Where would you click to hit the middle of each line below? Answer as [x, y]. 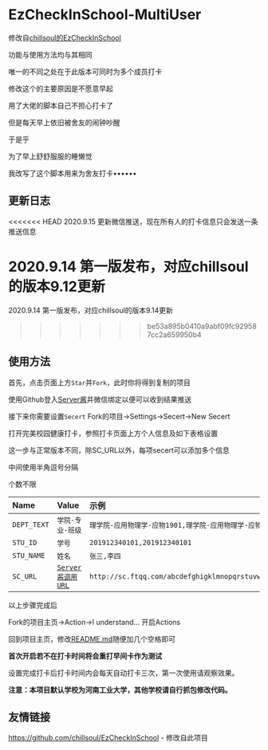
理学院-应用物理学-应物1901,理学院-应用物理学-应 [172, 525]
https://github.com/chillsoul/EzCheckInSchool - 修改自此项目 [108, 738]
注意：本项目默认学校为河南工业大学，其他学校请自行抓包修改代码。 [120, 689]
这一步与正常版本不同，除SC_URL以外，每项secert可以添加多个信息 [119, 450]
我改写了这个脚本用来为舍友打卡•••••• [73, 173]
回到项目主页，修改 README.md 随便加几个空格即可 [92, 638]
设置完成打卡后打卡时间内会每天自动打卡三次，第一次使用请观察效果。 [124, 673]
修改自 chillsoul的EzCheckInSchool [65, 37]
